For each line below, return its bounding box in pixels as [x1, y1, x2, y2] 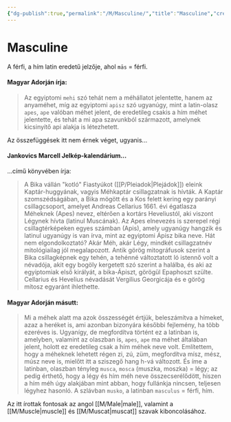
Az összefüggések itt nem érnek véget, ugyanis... [7, 135, 148, 144]
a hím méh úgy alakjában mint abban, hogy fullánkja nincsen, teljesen [23, 379, 221, 388]
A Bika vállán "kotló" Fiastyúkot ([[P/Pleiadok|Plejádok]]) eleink [23, 180, 203, 188]
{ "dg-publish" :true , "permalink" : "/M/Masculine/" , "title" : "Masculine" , [7, 10, 214, 17]
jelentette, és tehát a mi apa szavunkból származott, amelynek [23, 115, 201, 124]
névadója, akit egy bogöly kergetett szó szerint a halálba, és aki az [23, 260, 213, 269]
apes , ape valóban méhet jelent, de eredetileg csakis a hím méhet [23, 108, 208, 116]
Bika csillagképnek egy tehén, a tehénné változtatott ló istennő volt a [23, 253, 219, 261]
